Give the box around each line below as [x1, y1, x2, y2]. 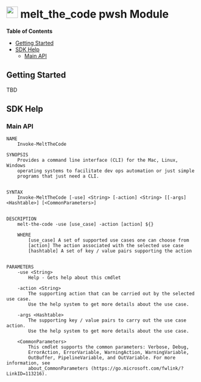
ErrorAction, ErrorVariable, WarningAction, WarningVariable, [28, 350, 189, 356]
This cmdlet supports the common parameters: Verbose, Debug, [28, 344, 189, 350]
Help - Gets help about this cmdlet [28, 275, 121, 281]
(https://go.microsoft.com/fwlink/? [90, 366, 184, 372]
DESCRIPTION [6, 216, 37, 222]
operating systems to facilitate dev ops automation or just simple [17, 168, 195, 174]
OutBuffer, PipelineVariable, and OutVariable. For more [28, 355, 175, 361]
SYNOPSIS [6, 152, 29, 158]
